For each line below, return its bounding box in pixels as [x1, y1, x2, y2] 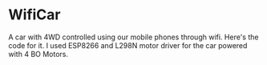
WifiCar [8, 6, 61, 24]
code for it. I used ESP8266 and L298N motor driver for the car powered [8, 40, 248, 50]
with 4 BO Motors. [8, 49, 68, 59]
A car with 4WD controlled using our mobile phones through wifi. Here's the [8, 32, 259, 42]
